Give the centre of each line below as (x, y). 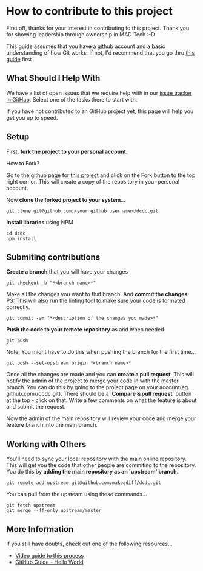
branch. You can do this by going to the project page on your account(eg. (98, 387)
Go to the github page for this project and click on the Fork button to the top (101, 175)
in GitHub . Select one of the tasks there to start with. (72, 99)
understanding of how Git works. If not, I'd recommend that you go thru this (101, 52)
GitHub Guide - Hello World (49, 562)
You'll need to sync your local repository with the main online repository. (96, 459)
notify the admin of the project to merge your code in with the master (92, 381)
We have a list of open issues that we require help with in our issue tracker (99, 93)
